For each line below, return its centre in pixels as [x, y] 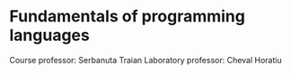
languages [49, 35]
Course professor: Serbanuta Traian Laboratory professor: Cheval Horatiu [145, 60]
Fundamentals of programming [127, 16]
